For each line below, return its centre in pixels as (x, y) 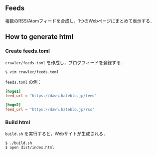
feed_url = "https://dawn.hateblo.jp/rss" (50, 110)
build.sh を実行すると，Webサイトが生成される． (57, 134)
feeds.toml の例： (24, 82)
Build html (18, 122)
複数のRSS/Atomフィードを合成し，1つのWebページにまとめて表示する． (80, 21)
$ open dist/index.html (30, 148)
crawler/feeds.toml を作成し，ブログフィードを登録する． (65, 62)
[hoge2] (13, 105)
